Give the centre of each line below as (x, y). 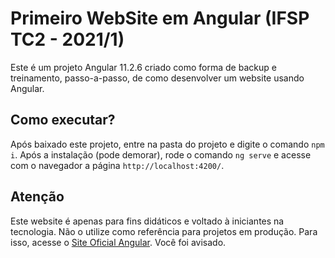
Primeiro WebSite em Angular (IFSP (160, 18)
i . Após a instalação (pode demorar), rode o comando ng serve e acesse (161, 154)
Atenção (37, 197)
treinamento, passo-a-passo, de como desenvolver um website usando (157, 78)
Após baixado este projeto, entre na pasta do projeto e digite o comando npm (167, 144)
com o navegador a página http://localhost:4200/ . (117, 165)
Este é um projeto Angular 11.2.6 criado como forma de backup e (143, 67)
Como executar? (63, 120)
